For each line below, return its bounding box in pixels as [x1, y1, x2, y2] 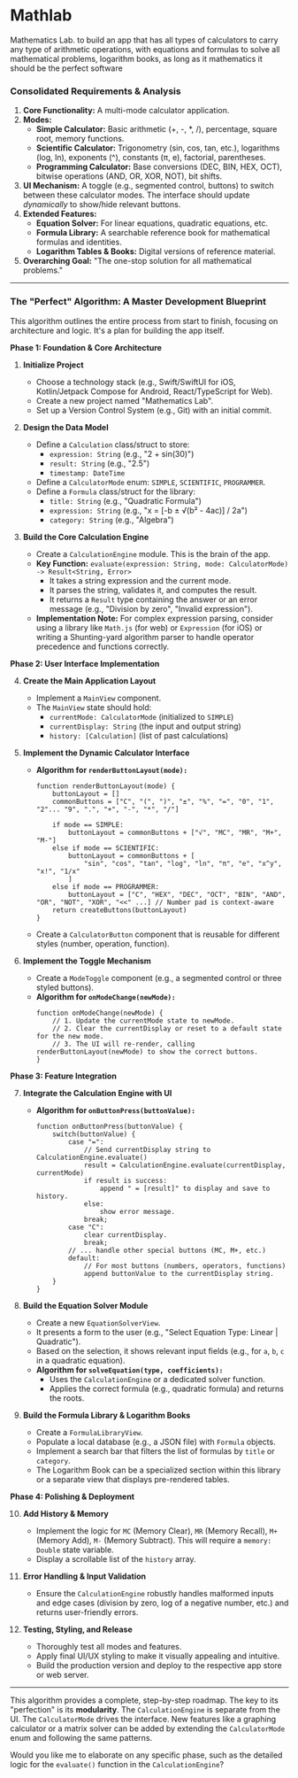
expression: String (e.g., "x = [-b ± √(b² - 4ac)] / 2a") [49, 505, 248, 515]
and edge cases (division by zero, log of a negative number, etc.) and [35, 1597, 289, 1608]
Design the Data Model [22, 421, 109, 432]
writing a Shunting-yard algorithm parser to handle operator [35, 631, 255, 642]
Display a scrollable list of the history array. [35, 1553, 197, 1564]
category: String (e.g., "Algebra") [49, 514, 175, 525]
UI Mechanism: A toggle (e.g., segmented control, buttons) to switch [22, 181, 275, 191]
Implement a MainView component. [35, 692, 162, 703]
